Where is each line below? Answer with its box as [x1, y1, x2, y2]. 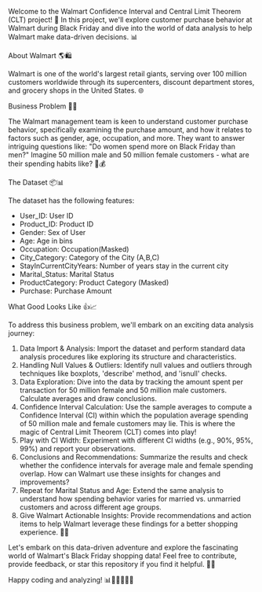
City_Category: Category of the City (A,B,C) [19, 253, 160, 262]
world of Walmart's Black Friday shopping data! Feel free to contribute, [8, 551, 237, 561]
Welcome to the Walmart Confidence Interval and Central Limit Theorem [8, 7, 242, 16]
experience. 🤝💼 [19, 528, 69, 537]
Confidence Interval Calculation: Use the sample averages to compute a [19, 403, 253, 411]
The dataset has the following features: [8, 196, 135, 205]
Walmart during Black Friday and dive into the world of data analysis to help [8, 24, 253, 32]
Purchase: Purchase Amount [19, 286, 112, 296]
